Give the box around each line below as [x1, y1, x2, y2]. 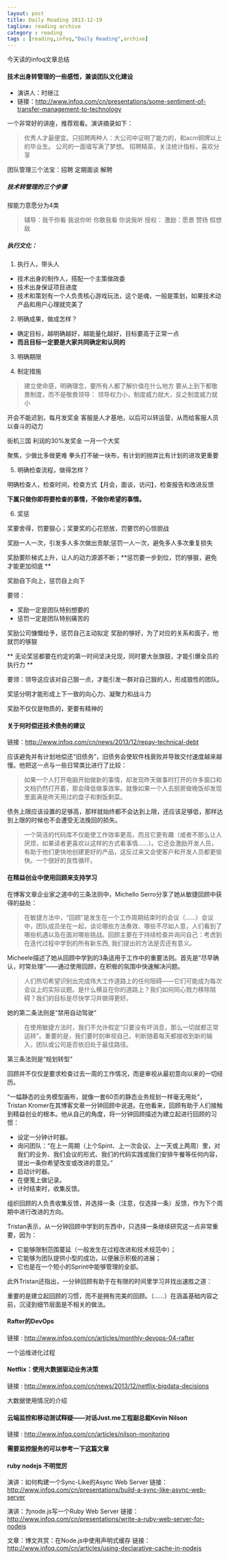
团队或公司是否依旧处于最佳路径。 [36, 1040, 132, 1048]
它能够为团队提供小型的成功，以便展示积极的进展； [16, 1254, 162, 1262]
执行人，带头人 [16, 260, 60, 268]
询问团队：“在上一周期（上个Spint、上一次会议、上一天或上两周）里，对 [16, 1141, 220, 1150]
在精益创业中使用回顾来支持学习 [7, 873, 97, 882]
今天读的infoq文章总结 [7, 56, 70, 64]
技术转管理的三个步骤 [7, 183, 67, 191]
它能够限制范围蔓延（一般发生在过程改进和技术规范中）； [16, 1245, 177, 1254]
